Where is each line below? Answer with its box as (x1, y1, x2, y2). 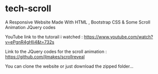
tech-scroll (5, 3, 51, 14)
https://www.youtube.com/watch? (83, 34, 153, 40)
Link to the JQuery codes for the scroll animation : (5, 49, 107, 54)
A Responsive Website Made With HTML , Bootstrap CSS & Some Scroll (5, 19, 151, 25)
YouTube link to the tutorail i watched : (5, 34, 83, 40)
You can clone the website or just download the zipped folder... (5, 63, 134, 69)
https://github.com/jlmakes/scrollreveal (5, 53, 85, 59)
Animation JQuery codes (5, 24, 56, 30)
